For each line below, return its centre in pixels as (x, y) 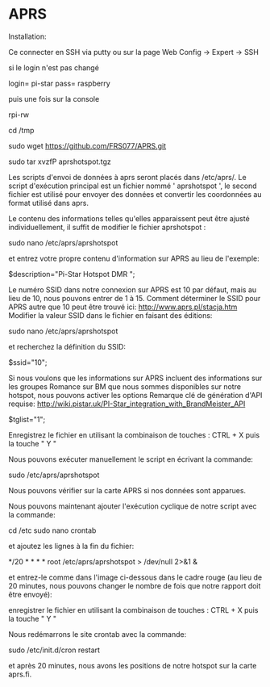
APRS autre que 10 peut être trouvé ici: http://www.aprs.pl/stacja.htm (123, 307)
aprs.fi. (20, 674)
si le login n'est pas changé (54, 67)
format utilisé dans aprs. (48, 203)
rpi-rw (19, 115)
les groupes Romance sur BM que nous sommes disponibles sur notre (125, 386)
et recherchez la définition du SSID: (67, 346)
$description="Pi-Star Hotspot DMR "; (72, 274)
